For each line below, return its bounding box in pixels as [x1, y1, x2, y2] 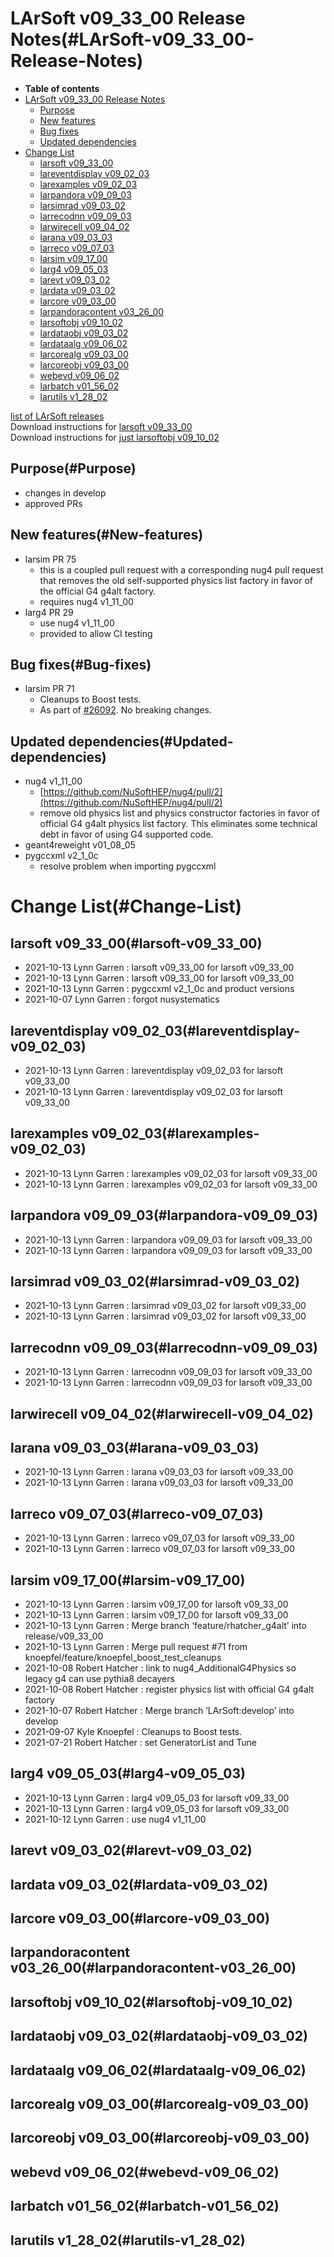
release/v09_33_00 [24, 1630, 104, 1642]
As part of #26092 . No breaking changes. [39, 704, 212, 716]
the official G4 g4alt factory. [39, 585, 157, 597]
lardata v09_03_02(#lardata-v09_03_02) [10, 1876, 269, 1893]
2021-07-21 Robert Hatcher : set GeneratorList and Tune [24, 1737, 257, 1749]
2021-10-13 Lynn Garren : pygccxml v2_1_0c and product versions [24, 983, 295, 995]
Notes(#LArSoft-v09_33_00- [10, 28, 255, 51]
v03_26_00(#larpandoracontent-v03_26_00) [10, 1960, 297, 1977]
